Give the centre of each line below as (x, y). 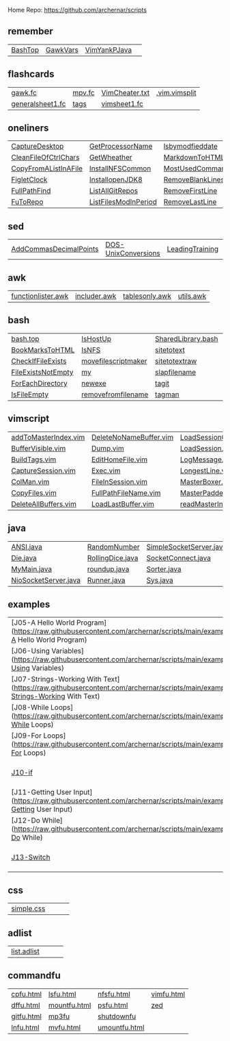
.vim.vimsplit (176, 92)
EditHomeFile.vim (120, 460)
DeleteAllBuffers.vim (44, 504)
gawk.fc (24, 92)
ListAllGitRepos (114, 191)
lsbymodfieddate (190, 147)
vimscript (29, 419)
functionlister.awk (40, 296)
